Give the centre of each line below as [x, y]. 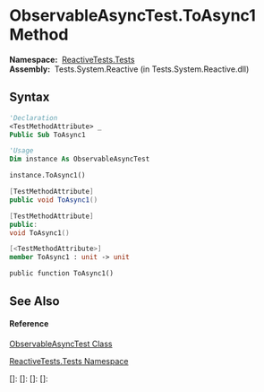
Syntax [30, 97]
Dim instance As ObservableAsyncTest [80, 159]
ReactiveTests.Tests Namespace [69, 361]
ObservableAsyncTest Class [61, 344]
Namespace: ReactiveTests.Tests [72, 59]
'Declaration [34, 118]
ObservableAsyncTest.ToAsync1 [133, 16]
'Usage [21, 151]
